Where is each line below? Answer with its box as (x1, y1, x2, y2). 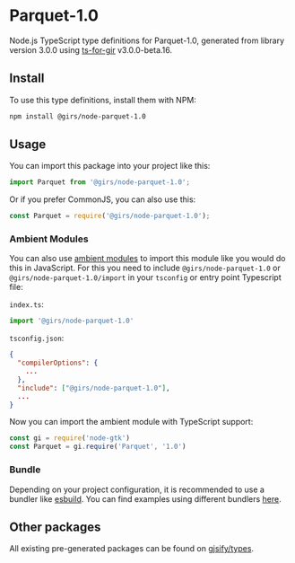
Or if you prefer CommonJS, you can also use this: (9, 194, 196, 205)
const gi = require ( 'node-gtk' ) (9, 434, 130, 443)
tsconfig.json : (9, 333, 65, 344)
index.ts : (9, 299, 45, 310)
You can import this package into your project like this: (9, 161, 211, 172)
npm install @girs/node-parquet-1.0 (9, 111, 146, 121)
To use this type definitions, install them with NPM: (9, 94, 197, 105)
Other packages (9, 519, 101, 534)
